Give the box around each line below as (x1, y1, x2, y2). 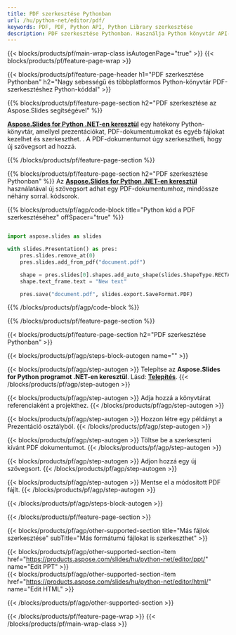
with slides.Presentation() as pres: (7, 245, 118, 253)
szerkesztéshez (7, 85, 53, 94)
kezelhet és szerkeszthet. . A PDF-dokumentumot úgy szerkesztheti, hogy (7, 135, 223, 143)
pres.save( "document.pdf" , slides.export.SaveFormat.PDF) (20, 290, 193, 297)
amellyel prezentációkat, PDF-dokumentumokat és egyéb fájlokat (35, 127, 225, 136)
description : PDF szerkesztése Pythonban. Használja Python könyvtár (7, 30, 216, 37)
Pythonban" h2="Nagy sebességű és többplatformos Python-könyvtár (7, 78, 211, 86)
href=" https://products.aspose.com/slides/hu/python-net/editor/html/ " (7, 577, 211, 586)
